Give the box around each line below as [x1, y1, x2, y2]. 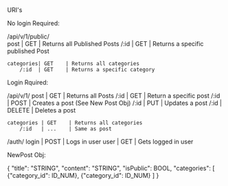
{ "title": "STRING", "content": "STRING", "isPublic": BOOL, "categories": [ [7, 164, 215, 172]
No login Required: [7, 19, 60, 27]
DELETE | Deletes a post [7, 106, 76, 114]
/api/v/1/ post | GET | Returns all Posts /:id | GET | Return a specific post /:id [7, 92, 220, 100]
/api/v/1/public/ [7, 32, 50, 40]
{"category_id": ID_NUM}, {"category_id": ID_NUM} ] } [7, 172, 159, 179]
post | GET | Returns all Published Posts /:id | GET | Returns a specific [7, 40, 204, 47]
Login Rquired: [7, 78, 49, 86]
